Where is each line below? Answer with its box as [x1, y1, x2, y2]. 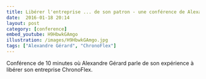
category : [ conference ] [6, 26, 67, 32]
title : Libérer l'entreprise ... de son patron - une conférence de [6, 9, 185, 15]
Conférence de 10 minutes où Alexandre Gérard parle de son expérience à [6, 59, 194, 67]
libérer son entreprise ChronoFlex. [6, 66, 93, 73]
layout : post [6, 20, 40, 26]
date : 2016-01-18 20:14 [6, 15, 70, 21]
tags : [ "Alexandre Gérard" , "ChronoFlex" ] [6, 43, 116, 49]
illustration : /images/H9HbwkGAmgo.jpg [6, 37, 109, 43]
